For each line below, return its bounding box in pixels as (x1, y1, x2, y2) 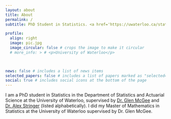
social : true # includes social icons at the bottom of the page (5, 78, 147, 83)
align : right (10, 36, 38, 41)
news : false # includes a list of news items (5, 68, 103, 74)
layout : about (5, 7, 36, 13)
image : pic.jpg (10, 40, 42, 46)
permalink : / (5, 17, 33, 22)
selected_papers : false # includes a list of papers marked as (5, 73, 142, 78)
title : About (5, 12, 33, 17)
